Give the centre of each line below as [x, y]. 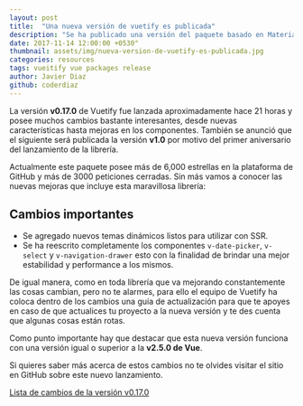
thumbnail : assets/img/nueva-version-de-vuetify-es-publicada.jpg [137, 52]
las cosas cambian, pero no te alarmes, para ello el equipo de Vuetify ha [143, 292]
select [35, 256]
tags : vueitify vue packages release [80, 69]
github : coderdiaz [44, 85]
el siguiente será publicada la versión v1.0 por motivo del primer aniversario [150, 139]
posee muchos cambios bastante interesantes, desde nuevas [123, 120]
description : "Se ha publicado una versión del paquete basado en [137, 34]
